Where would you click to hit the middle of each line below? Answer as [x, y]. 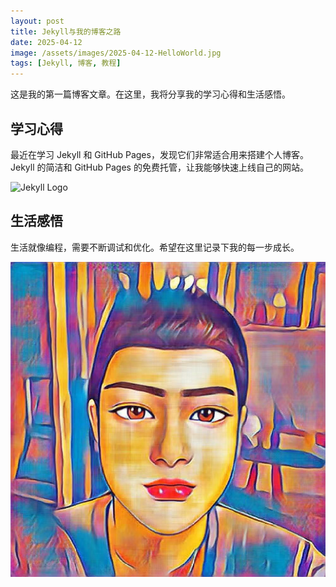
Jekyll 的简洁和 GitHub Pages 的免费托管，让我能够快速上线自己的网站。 [159, 167]
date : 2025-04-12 [46, 42]
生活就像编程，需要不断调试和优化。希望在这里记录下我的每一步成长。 [155, 247]
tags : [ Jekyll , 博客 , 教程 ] [66, 63]
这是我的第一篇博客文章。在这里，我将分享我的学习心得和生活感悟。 [150, 94]
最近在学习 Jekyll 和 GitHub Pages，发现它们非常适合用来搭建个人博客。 [159, 154]
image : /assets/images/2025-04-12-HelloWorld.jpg [116, 53]
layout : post [37, 21]
